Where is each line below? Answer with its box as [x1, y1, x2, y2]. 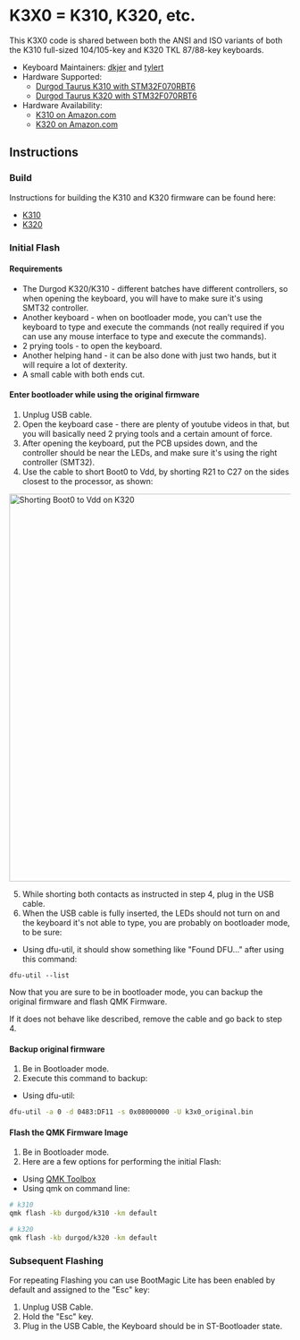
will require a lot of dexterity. [21, 359, 128, 370]
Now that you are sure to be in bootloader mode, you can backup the [9, 986, 263, 997]
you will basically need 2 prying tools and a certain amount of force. [21, 428, 272, 439]
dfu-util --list [9, 970, 70, 980]
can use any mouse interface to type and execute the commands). [21, 330, 267, 341]
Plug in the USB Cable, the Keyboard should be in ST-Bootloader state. [21, 1321, 283, 1332]
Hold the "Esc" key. [21, 1311, 94, 1322]
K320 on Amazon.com [35, 118, 119, 130]
